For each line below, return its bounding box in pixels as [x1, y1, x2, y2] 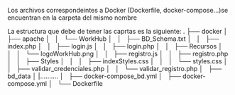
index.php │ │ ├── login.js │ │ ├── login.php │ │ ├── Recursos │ [7, 42, 223, 50]
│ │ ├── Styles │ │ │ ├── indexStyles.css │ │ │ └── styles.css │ [7, 57, 229, 65]
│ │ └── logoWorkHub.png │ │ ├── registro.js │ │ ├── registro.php [7, 49, 229, 58]
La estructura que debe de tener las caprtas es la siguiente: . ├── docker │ [7, 27, 228, 35]
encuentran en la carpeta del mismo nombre [7, 13, 137, 22]
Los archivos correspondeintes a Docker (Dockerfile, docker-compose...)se [7, 6, 229, 14]
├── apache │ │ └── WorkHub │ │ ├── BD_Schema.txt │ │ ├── [7, 34, 219, 43]
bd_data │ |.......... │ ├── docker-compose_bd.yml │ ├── [7, 72, 181, 80]
